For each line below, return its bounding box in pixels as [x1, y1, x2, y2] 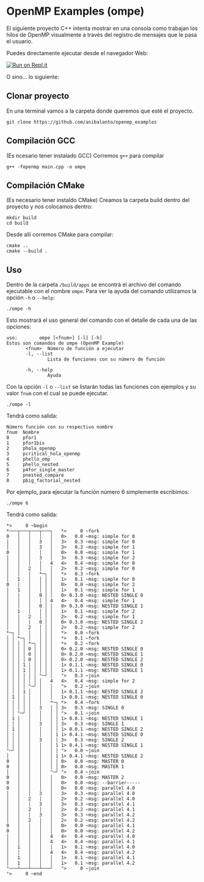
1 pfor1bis [6, 440, 45, 446]
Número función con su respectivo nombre [6, 424, 114, 430]
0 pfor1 [6, 435, 37, 441]
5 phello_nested [6, 462, 59, 468]
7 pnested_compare [6, 473, 64, 479]
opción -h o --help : [6, 294, 55, 301]
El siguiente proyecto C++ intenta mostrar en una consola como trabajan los [6, 24, 198, 32]
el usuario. [6, 37, 33, 45]
